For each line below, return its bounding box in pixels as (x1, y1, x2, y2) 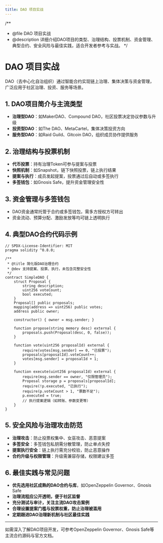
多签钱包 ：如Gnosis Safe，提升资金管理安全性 (12, 179, 104, 185)
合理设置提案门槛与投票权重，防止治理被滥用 (12, 506, 102, 511)
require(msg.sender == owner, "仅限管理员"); (22, 374, 113, 379)
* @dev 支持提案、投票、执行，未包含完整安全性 (7, 266, 91, 271)
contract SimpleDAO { (5, 275, 49, 280)
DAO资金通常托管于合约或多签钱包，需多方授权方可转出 (12, 209, 124, 214)
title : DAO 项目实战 (5, 7, 44, 12)
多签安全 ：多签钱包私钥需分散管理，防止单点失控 (12, 441, 110, 447)
